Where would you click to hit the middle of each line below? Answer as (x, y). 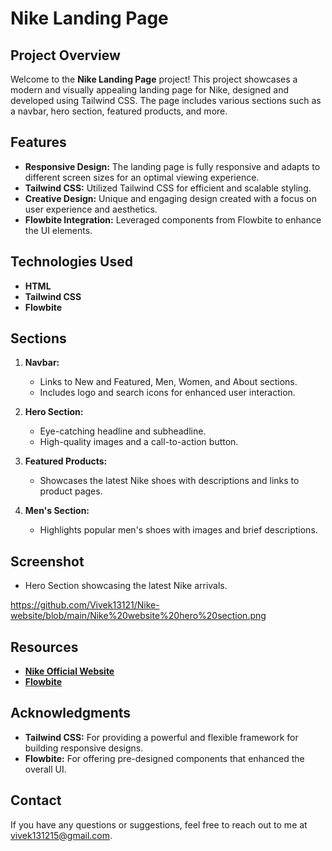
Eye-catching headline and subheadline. (123, 431)
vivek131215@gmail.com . (61, 835)
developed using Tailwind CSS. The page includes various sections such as (166, 100)
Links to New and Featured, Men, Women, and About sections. (168, 382)
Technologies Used (71, 262)
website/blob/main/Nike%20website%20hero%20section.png (138, 616)
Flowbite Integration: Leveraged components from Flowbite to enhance (173, 219)
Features (38, 142)
